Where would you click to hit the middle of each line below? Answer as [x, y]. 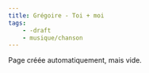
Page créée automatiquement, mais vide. [75, 60]
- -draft [37, 30]
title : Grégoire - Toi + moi [56, 15]
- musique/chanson [53, 38]
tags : [17, 23]
